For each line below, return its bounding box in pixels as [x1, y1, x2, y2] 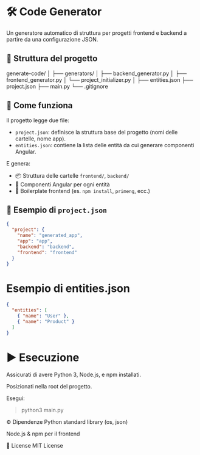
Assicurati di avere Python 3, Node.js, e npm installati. [6, 371, 142, 378]
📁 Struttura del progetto [6, 53, 98, 64]
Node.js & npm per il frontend [6, 430, 80, 437]
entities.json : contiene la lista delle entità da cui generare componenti [15, 141, 195, 148]
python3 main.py [21, 406, 64, 413]
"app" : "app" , [17, 238, 53, 244]
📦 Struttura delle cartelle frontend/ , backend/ [15, 172, 129, 179]
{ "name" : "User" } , [17, 313, 69, 319]
